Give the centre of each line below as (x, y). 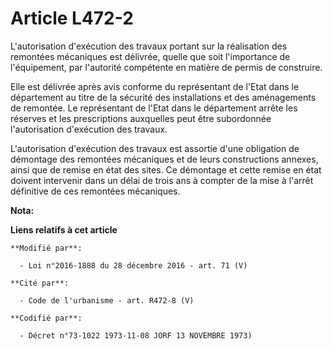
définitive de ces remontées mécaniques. (95, 191)
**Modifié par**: (46, 248)
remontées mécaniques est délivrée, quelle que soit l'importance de (150, 56)
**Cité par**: (40, 283)
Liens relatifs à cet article (64, 229)
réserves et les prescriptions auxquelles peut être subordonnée (141, 118)
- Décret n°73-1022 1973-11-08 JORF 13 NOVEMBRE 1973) (136, 335)
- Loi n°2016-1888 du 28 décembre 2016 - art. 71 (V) (133, 265)
